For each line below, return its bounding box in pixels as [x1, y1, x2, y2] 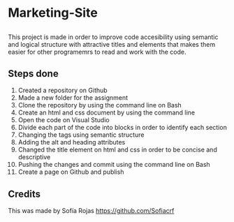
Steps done [8, 68, 59, 80]
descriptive [17, 153, 51, 161]
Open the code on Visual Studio [17, 116, 110, 124]
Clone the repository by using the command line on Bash [17, 101, 182, 110]
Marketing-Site [8, 5, 98, 21]
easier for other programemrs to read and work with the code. [8, 47, 187, 56]
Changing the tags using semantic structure [17, 131, 145, 139]
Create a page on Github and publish [17, 168, 124, 176]
